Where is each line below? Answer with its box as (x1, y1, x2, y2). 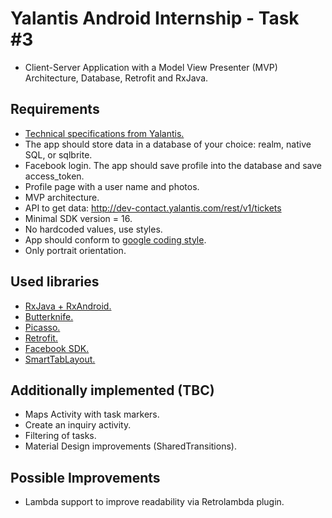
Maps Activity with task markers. (24, 408, 160, 421)
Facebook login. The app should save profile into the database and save (24, 159, 322, 171)
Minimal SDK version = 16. (24, 212, 133, 224)
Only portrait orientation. (24, 244, 127, 256)
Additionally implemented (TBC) (10, 382, 215, 399)
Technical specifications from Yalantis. (24, 127, 185, 139)
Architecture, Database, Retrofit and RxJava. (24, 72, 209, 84)
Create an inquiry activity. (24, 419, 132, 431)
